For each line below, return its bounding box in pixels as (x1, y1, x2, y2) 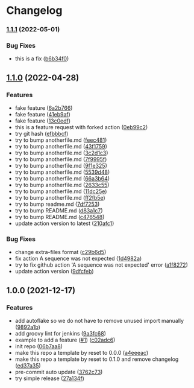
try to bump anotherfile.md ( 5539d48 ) (14, 168, 110, 176)
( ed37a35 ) (14, 362, 41, 369)
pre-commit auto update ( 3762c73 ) (14, 369, 103, 376)
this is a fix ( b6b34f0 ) (14, 55, 69, 62)
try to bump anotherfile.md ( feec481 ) (14, 136, 107, 144)
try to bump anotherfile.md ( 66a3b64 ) (14, 175, 110, 182)
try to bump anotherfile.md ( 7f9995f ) (14, 156, 107, 163)
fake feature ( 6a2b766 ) (14, 104, 73, 112)
